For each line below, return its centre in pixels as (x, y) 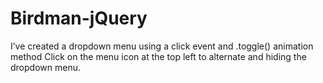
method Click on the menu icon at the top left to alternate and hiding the (158, 56)
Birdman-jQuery (79, 18)
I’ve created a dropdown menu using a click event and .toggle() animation (162, 46)
